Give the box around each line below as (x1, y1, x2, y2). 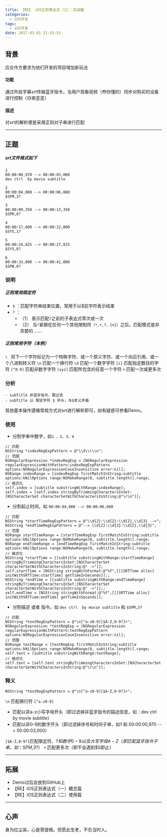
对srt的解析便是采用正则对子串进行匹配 (5, 119, 85, 125)
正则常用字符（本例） (5, 340, 49, 347)
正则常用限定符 (5, 290, 36, 296)
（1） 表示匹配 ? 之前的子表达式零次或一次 (19, 315, 104, 322)
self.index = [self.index (5, 490, 59, 495)
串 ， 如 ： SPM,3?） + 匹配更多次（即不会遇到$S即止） (5, 744, 114, 751)
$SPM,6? (5, 211, 21, 216)
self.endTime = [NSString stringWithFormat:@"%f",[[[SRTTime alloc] (5, 591, 150, 596)
